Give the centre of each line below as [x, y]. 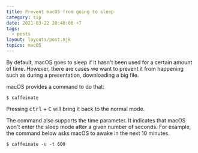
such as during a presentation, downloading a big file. [73, 75]
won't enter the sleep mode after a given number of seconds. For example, [99, 127]
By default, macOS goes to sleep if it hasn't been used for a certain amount [99, 62]
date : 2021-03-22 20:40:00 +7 [44, 23]
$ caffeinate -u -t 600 [36, 144]
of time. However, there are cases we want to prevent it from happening [95, 68]
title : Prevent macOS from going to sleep [60, 12]
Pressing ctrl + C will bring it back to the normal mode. [76, 109]
